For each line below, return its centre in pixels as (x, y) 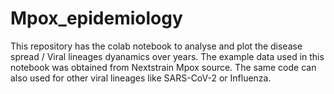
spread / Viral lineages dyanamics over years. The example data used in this (167, 56)
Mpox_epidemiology (96, 18)
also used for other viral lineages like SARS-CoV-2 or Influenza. (141, 78)
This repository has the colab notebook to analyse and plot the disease (156, 46)
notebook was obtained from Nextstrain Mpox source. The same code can (163, 67)
